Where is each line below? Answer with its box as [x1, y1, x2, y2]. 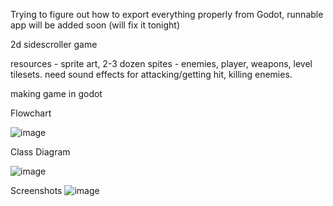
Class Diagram [10, 146, 71, 158]
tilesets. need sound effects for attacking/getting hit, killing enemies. [10, 69, 293, 80]
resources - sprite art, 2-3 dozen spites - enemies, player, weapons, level [10, 58, 313, 69]
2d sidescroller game [10, 39, 98, 50]
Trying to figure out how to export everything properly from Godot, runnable [10, 9, 324, 20]
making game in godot [10, 88, 103, 99]
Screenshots [10, 185, 63, 196]
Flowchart [10, 107, 52, 119]
